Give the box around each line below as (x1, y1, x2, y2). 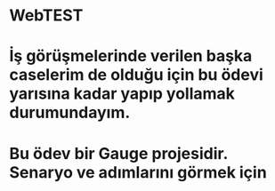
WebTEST (9, 5, 84, 26)
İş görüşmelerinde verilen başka (9, 46, 253, 67)
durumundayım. (9, 103, 131, 123)
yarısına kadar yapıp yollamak (9, 84, 236, 104)
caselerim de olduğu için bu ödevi (9, 65, 264, 85)
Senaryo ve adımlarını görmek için (9, 162, 267, 182)
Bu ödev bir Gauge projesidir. (9, 143, 229, 163)
